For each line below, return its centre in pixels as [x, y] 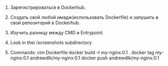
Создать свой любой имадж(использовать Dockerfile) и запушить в [84, 17]
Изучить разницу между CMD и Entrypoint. [57, 32]
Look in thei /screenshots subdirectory [51, 42]
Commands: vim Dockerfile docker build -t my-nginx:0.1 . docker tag [82, 52]
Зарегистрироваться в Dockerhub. [48, 7]
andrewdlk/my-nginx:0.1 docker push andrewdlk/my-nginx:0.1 [95, 58]
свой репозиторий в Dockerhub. [45, 23]
